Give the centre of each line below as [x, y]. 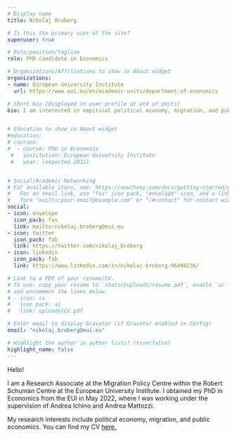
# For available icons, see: [50, 187]
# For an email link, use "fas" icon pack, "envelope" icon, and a [111, 194]
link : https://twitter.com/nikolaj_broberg [78, 246]
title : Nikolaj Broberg [42, 20]
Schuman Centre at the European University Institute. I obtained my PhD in [115, 390]
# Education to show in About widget [63, 129]
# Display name [29, 14]
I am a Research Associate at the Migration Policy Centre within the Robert [115, 383]
